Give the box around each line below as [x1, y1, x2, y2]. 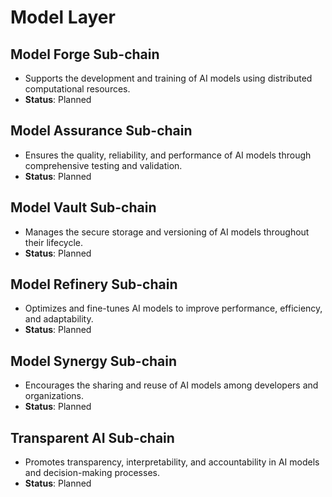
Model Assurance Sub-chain [10, 122, 193, 140]
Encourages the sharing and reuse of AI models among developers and [24, 379, 319, 391]
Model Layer [10, 6, 116, 29]
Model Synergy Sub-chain [10, 352, 178, 370]
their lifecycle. [24, 236, 84, 248]
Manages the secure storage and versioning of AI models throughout [24, 226, 310, 238]
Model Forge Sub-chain [10, 46, 160, 63]
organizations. [24, 390, 84, 402]
